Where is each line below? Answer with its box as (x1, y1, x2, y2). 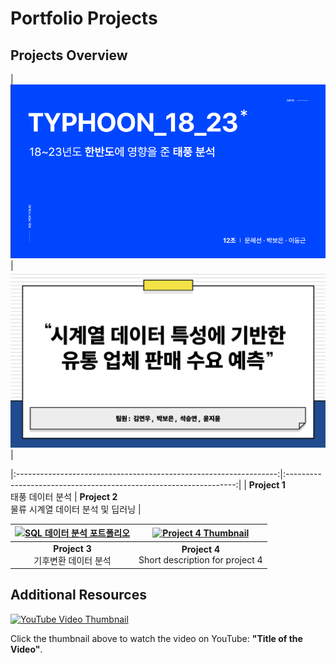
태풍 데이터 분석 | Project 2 (10, 490, 118, 502)
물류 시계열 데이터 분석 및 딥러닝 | (10, 503, 142, 515)
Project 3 (53, 542, 92, 554)
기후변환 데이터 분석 (33, 554, 112, 566)
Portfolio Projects (10, 7, 158, 30)
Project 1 (248, 478, 286, 491)
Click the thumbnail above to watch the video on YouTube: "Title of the (10, 632, 303, 644)
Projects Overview (10, 47, 128, 64)
